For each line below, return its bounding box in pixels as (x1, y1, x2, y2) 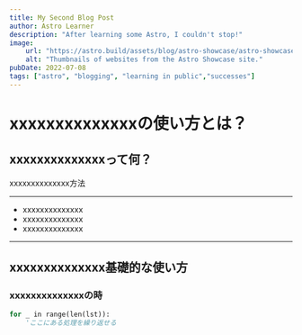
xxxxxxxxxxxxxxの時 (9, 289, 103, 302)
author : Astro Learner (9, 22, 94, 31)
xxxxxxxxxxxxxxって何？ (9, 152, 153, 167)
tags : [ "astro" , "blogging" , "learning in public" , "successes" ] (9, 72, 255, 81)
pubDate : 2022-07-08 (9, 64, 87, 73)
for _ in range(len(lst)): (9, 310, 111, 320)
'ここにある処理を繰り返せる (25, 319, 117, 328)
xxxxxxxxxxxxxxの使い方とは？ (9, 113, 248, 133)
